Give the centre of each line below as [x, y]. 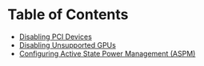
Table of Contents [68, 15]
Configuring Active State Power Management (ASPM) [107, 53]
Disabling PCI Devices [56, 37]
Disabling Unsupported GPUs [68, 45]
